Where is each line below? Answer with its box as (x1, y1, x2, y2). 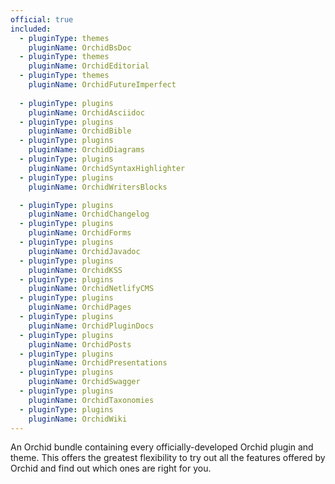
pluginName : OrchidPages (28, 302, 132, 313)
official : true (10, 14, 74, 25)
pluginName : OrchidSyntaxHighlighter (28, 163, 186, 173)
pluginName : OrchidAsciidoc (28, 107, 145, 118)
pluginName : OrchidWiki (28, 414, 128, 424)
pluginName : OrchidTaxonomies (28, 395, 155, 405)
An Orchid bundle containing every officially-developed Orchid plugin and (10, 441, 314, 453)
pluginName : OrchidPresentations (28, 358, 168, 368)
